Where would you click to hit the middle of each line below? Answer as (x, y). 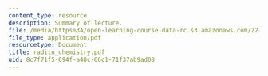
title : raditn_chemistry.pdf (57, 52)
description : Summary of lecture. (66, 23)
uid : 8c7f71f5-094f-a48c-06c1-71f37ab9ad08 (82, 60)
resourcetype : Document (48, 45)
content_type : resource (48, 15)
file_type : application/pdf (55, 38)
